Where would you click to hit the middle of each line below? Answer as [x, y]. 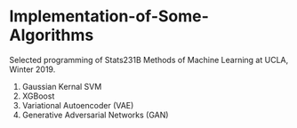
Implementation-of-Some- [109, 16]
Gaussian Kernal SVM [62, 86]
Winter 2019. [32, 69]
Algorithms [52, 35]
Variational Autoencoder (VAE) [78, 105]
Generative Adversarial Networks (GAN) [95, 115]
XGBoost [38, 96]
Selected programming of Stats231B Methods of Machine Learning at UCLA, [149, 60]
